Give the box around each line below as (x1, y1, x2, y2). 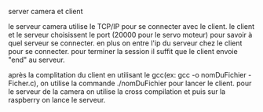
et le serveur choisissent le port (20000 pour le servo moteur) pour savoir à (8, 31, 253, 39)
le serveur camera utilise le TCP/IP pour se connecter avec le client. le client (8, 22, 255, 31)
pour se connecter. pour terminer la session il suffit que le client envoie (8, 47, 238, 56)
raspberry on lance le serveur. (8, 96, 106, 104)
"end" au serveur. (8, 55, 65, 64)
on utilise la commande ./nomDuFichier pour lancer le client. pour (40, 78, 252, 88)
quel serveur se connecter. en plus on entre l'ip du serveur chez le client (8, 38, 243, 48)
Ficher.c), (8, 78, 39, 88)
